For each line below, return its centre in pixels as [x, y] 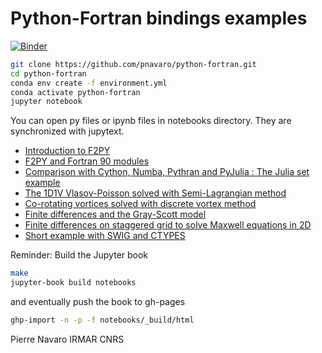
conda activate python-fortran [75, 92]
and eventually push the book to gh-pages [98, 302]
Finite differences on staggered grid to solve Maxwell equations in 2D [168, 225]
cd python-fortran [48, 73]
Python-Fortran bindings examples [159, 18]
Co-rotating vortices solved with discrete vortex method [140, 204]
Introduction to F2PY [67, 151]
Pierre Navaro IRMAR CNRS [67, 339]
